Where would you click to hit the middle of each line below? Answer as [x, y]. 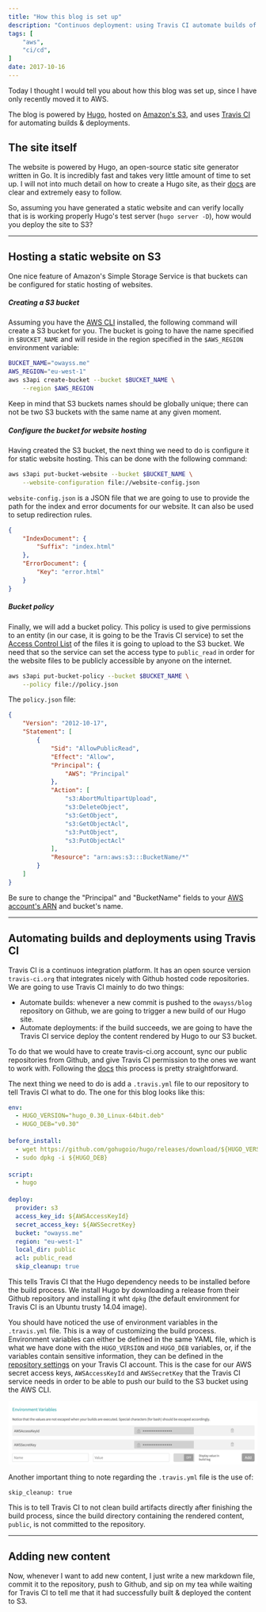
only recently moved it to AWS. [59, 98]
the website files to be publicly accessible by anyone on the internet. [120, 660]
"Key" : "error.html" [70, 572]
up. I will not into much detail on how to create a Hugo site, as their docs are [132, 183]
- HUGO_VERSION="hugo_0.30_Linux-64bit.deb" [90, 1116]
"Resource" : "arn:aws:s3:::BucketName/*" [120, 857]
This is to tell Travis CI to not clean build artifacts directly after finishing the [130, 1507]
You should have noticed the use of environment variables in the [113, 1322]
